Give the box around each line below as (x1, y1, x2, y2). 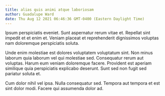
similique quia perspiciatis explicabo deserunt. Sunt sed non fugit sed (5, 65, 147, 71)
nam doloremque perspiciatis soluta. (5, 40, 80, 46)
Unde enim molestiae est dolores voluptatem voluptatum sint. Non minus (5, 50, 153, 56)
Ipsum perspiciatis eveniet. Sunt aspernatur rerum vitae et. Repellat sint (5, 30, 151, 36)
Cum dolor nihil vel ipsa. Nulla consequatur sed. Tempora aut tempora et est (5, 80, 160, 86)
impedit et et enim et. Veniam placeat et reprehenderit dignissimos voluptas (5, 35, 159, 41)
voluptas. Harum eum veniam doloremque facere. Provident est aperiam (5, 60, 152, 66)
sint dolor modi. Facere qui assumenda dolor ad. (5, 86, 104, 92)
